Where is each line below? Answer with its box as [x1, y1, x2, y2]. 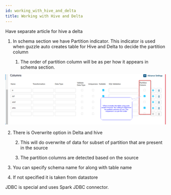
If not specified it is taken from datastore [12, 174, 98, 180]
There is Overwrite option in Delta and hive [12, 129, 103, 136]
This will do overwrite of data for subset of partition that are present [20, 139, 163, 145]
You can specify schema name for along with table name [12, 164, 132, 170]
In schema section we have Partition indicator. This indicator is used [12, 38, 156, 44]
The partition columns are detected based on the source [20, 154, 139, 160]
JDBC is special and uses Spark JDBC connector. [5, 184, 109, 190]
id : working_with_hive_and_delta [5, 8, 76, 13]
